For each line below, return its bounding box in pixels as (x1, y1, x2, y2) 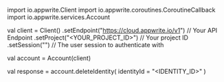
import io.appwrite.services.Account (7, 13, 111, 21)
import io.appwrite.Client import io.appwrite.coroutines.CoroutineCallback (7, 6, 216, 14)
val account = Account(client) (7, 54, 91, 62)
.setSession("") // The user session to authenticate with (7, 41, 164, 49)
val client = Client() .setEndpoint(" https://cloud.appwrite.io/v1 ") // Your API (7, 27, 218, 34)
